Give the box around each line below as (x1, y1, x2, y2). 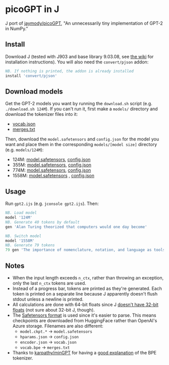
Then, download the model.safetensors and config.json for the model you (5, 136, 159, 142)
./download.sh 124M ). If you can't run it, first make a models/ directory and (5, 106, 158, 112)
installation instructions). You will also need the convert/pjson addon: (5, 59, 149, 65)
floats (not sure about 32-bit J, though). (12, 307, 95, 313)
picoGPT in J (5, 4, 59, 15)
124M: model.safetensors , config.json (12, 157, 91, 163)
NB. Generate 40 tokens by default (5, 220, 80, 225)
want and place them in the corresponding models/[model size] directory (5, 141, 157, 148)
